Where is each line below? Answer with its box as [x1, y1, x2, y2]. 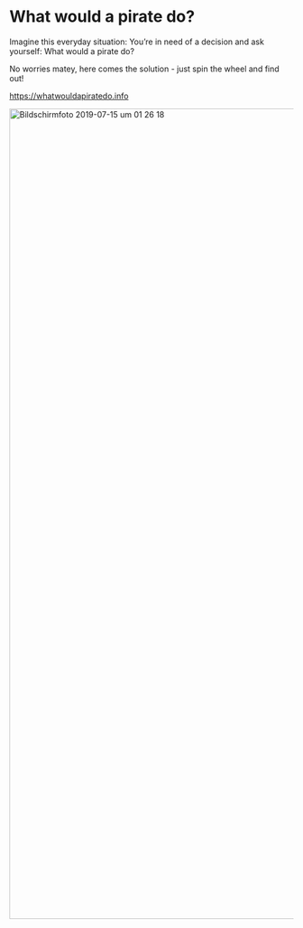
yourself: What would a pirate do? [9, 45, 135, 56]
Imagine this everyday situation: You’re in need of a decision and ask [9, 36, 264, 47]
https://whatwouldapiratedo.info [9, 90, 129, 101]
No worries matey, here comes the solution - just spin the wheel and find [9, 63, 280, 74]
